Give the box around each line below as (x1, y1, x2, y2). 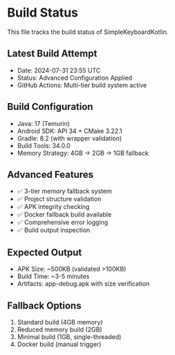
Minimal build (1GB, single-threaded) (17, 333, 122, 340)
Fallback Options (7, 300, 82, 311)
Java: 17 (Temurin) (17, 119, 71, 127)
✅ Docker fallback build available (17, 210, 112, 219)
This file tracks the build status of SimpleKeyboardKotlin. (7, 28, 169, 36)
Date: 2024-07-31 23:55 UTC (17, 66, 101, 74)
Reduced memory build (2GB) (17, 325, 102, 334)
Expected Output (7, 246, 82, 258)
